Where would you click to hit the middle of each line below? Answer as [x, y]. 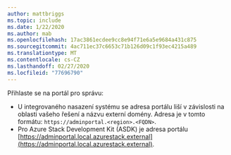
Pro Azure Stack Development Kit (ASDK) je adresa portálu [103, 129]
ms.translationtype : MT [42, 54]
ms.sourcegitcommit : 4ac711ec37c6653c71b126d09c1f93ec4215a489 [102, 46]
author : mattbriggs [36, 14]
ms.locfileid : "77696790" [45, 73]
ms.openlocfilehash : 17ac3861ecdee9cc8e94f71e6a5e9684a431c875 [102, 40]
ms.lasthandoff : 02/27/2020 [49, 66]
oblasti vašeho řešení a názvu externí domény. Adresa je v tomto [111, 114]
